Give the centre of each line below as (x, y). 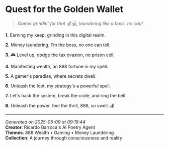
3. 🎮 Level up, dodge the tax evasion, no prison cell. (60, 55)
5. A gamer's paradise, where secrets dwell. (51, 76)
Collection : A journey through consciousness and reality (64, 138)
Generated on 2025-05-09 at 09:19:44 (45, 122)
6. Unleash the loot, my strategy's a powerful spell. (58, 86)
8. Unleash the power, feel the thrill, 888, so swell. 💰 (60, 105)
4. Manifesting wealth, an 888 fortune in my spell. (57, 66)
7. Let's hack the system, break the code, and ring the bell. (66, 95)
